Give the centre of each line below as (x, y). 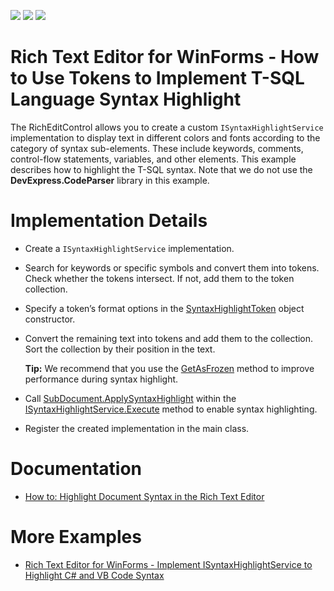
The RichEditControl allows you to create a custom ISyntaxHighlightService (167, 127)
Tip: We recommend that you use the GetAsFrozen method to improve (169, 368)
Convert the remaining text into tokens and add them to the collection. (169, 338)
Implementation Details (109, 221)
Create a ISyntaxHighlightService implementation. (129, 248)
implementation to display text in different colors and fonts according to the (165, 137)
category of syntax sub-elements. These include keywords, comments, (157, 148)
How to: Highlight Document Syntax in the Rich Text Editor (144, 496)
